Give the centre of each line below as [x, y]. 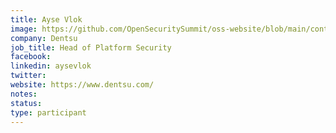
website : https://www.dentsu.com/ [82, 85]
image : [24, 29]
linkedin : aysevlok [51, 66]
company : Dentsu [44, 38]
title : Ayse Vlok [46, 19]
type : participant [48, 112]
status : [26, 103]
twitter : [28, 76]
